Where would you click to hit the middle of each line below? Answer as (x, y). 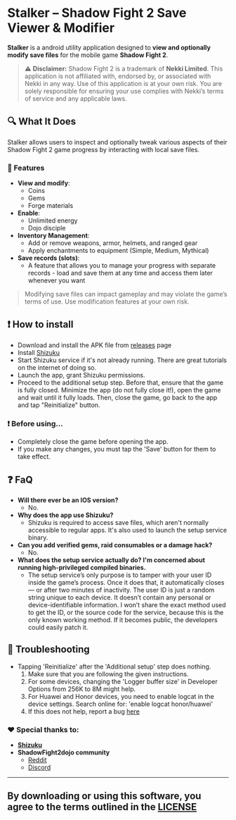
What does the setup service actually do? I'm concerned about (111, 560)
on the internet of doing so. (57, 367)
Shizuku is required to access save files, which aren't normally (118, 522)
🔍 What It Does (42, 122)
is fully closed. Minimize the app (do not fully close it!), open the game (119, 390)
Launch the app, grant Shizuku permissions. (81, 375)
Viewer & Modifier (61, 28)
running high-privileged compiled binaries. (81, 567)
